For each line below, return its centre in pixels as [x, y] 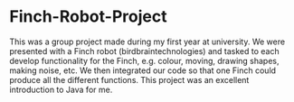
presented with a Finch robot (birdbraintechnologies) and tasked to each [144, 51]
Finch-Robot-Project [88, 17]
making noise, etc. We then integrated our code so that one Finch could [143, 70]
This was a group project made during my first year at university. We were [147, 42]
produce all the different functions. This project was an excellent [129, 79]
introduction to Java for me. [61, 89]
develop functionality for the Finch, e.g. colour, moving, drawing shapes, [144, 60]
